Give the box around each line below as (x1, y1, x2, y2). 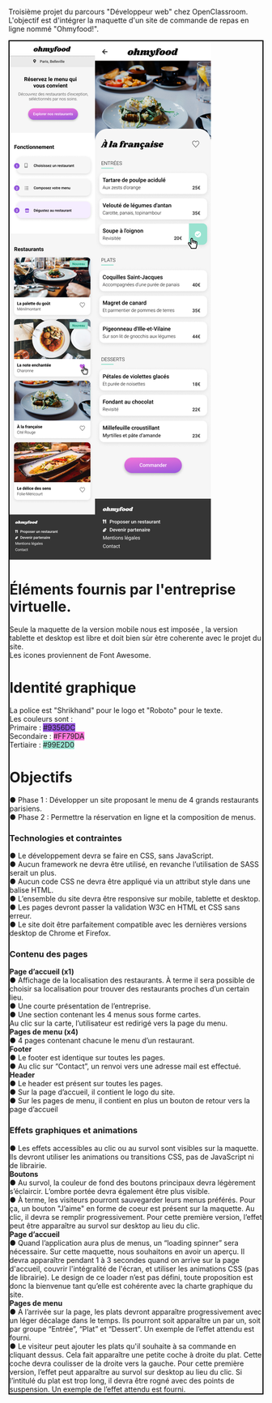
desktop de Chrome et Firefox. (9, 928, 112, 938)
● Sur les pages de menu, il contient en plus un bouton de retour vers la (9, 1096, 251, 1106)
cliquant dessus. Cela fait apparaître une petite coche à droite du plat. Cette (9, 1350, 262, 1359)
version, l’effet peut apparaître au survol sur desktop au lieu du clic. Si (9, 1367, 243, 1376)
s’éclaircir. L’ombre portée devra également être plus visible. (9, 1186, 210, 1196)
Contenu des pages (9, 949, 88, 960)
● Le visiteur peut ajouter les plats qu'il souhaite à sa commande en (9, 1341, 236, 1351)
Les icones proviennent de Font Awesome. (9, 650, 151, 659)
